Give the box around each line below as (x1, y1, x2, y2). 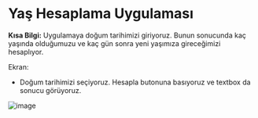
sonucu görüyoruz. (19, 85, 82, 95)
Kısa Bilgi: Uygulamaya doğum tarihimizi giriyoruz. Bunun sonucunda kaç (8, 30, 246, 40)
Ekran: (8, 62, 29, 71)
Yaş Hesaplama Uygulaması (8, 5, 194, 23)
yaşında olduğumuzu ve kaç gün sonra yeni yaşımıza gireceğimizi (8, 38, 221, 48)
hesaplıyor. (8, 47, 44, 56)
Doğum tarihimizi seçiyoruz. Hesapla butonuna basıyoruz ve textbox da (19, 77, 251, 87)
